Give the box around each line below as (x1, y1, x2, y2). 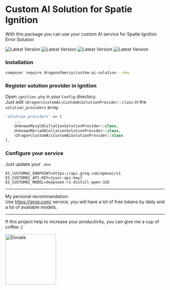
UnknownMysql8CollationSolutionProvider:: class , (14, 124, 119, 129)
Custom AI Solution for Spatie (5, 4, 133, 15)
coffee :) (5, 224, 23, 230)
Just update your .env (5, 161, 52, 167)
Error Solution (5, 36, 34, 42)
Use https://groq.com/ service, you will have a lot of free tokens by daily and (5, 199, 165, 205)
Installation (5, 59, 34, 66)
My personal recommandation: (5, 193, 69, 199)
